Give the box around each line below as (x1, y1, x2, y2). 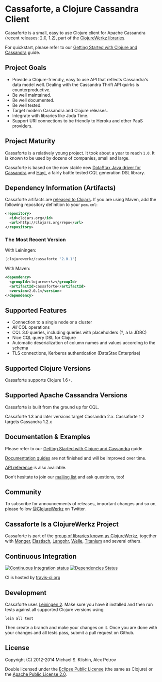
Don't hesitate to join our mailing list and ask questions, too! (5, 474, 125, 479)
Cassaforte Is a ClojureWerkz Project (5, 520, 119, 528)
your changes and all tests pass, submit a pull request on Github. (5, 630, 135, 635)
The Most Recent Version (5, 236, 66, 243)
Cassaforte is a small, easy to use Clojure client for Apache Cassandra (5, 30, 146, 35)
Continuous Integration (5, 552, 77, 561)
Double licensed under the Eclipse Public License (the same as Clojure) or (5, 666, 153, 672)
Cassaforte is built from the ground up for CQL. (5, 404, 99, 410)
